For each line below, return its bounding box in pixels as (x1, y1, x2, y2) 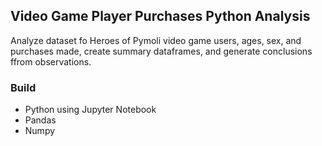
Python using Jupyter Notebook (24, 104, 157, 116)
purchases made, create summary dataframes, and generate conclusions (10, 45, 313, 57)
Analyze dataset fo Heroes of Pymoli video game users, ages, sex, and (10, 34, 302, 46)
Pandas (24, 114, 57, 126)
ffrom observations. (10, 55, 92, 68)
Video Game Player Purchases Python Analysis (10, 8, 311, 25)
